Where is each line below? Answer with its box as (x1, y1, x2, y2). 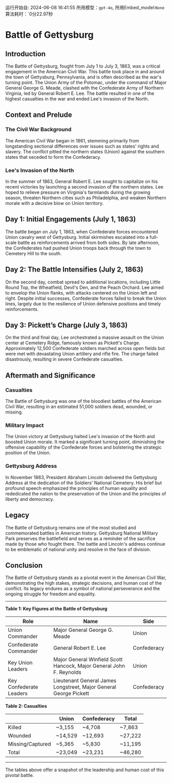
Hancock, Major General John (53, 663, 125, 670)
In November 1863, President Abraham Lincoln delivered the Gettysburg (5, 474, 157, 480)
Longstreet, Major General (53, 684, 116, 691)
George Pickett (53, 690, 90, 697)
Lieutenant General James (53, 677, 117, 684)
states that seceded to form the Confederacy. (5, 154, 101, 160)
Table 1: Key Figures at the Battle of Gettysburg (5, 606, 107, 612)
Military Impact (5, 422, 44, 429)
